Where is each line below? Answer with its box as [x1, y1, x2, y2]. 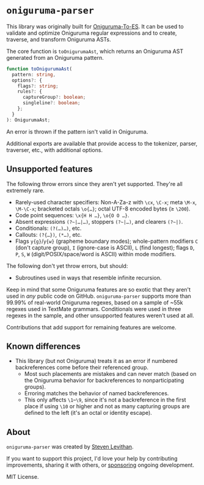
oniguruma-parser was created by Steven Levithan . [6, 443, 134, 450]
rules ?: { [17, 88, 43, 95]
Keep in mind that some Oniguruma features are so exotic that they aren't [6, 286, 191, 293]
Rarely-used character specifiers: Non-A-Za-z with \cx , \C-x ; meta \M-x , [15, 198, 197, 206]
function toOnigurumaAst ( [6, 66, 72, 72]
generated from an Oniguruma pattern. [6, 54, 104, 61]
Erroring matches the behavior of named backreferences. [24, 390, 169, 397]
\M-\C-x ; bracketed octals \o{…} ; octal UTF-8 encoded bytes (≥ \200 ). [15, 205, 191, 212]
